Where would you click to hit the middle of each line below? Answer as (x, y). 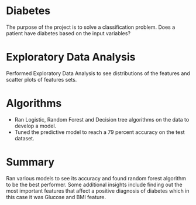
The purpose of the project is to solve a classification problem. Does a (91, 27)
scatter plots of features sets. (42, 79)
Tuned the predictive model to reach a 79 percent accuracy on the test (100, 132)
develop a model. (35, 126)
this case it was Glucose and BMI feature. (56, 197)
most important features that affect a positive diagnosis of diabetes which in (98, 191)
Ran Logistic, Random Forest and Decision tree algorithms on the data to (102, 119)
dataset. (24, 138)
